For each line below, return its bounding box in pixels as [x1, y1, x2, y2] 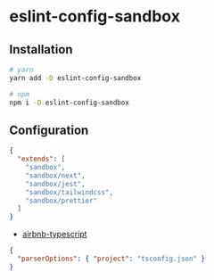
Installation [9, 42, 73, 57]
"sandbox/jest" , [25, 179, 86, 188]
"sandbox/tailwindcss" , [25, 187, 114, 197]
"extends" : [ [17, 154, 66, 164]
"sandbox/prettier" [25, 196, 98, 205]
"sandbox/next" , [25, 171, 86, 180]
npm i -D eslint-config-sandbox [9, 98, 129, 107]
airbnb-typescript [21, 229, 87, 240]
